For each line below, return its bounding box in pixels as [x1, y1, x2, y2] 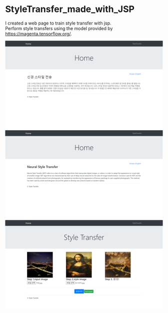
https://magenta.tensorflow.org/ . [5, 31, 72, 37]
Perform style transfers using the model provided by [5, 25, 113, 31]
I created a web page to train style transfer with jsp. [5, 20, 111, 26]
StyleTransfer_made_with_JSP [5, 4, 135, 15]
